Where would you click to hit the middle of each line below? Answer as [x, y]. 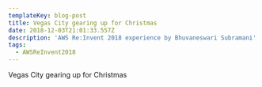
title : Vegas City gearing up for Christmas [83, 23]
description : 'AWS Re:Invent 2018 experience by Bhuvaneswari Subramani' [133, 38]
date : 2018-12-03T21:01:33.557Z [61, 30]
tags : [17, 45]
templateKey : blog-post [47, 15]
